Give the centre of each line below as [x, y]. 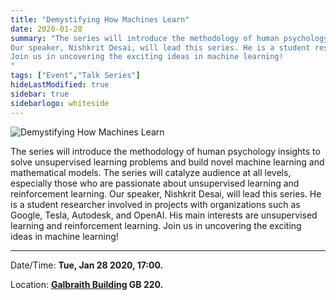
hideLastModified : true [60, 85]
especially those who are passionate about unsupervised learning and [155, 183]
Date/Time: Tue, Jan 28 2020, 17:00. [87, 265]
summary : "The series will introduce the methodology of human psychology [169, 38]
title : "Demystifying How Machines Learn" [100, 19]
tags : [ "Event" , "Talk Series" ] [75, 76]
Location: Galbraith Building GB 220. [87, 284]
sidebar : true [40, 94]
